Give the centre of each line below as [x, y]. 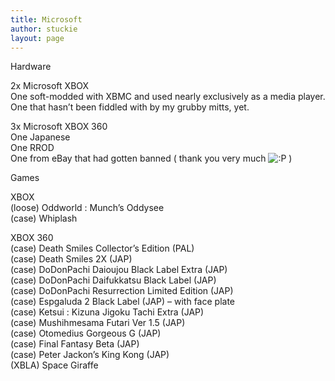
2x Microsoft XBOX [50, 86]
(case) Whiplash [44, 218]
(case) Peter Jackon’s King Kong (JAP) [90, 355]
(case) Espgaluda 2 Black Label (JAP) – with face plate [122, 302]
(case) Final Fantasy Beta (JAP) [75, 344]
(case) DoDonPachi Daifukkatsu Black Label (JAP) [113, 280]
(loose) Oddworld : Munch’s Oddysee [87, 208]
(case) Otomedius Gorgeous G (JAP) [86, 333]
